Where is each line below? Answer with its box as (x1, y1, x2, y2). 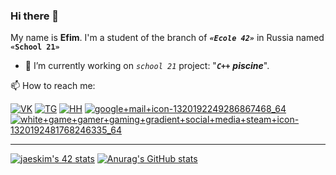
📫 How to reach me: (10, 80, 96, 92)
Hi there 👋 (10, 9, 60, 23)
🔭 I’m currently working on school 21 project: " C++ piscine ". (24, 60, 270, 72)
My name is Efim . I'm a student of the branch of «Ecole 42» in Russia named (10, 32, 325, 44)
